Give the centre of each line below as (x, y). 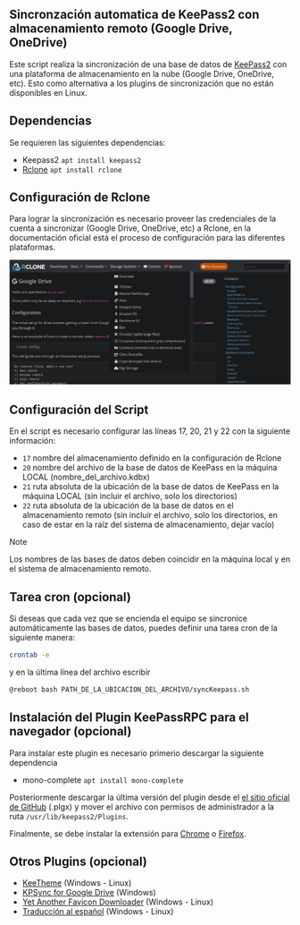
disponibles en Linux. (48, 92)
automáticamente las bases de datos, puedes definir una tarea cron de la (144, 628)
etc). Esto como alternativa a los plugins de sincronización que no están (142, 83)
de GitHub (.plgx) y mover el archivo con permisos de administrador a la (142, 806)
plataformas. (33, 247)
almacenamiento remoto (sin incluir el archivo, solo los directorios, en (150, 515)
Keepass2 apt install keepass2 (81, 159)
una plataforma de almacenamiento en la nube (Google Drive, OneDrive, (142, 73)
